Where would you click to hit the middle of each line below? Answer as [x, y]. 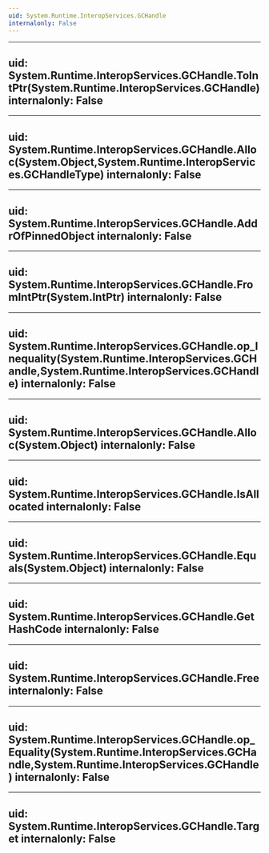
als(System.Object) [58, 568]
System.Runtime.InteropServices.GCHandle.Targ [134, 826]
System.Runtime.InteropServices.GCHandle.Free [134, 678]
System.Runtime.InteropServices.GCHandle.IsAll [134, 494]
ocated [26, 506]
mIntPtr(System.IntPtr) [67, 297]
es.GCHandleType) [56, 174]
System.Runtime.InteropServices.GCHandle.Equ [132, 556]
